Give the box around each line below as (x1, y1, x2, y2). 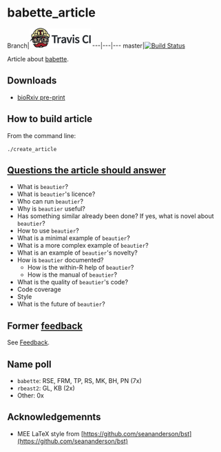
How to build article (7, 113, 93, 125)
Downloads (7, 75, 57, 87)
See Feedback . (7, 338, 50, 346)
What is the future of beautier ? (17, 300, 105, 308)
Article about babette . (7, 55, 69, 63)
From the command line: (7, 131, 76, 139)
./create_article (7, 146, 57, 153)
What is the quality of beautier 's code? (17, 278, 129, 286)
